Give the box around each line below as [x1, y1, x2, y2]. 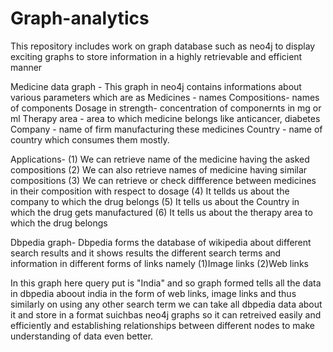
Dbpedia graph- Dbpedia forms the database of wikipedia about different [10, 236, 312, 248]
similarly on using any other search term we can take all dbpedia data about [10, 298, 323, 310]
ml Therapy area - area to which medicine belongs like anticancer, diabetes [10, 112, 321, 124]
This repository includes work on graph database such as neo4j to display [10, 40, 316, 52]
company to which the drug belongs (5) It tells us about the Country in [10, 195, 300, 207]
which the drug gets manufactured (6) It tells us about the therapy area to [10, 206, 313, 218]
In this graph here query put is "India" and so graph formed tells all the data [10, 277, 322, 289]
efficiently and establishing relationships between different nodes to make [10, 319, 315, 331]
